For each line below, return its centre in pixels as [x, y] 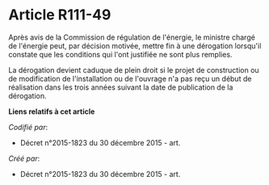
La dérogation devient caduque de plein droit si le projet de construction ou [134, 69]
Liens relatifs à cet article [52, 111]
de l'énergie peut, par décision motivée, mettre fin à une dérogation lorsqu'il [135, 45]
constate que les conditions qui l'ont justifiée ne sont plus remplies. [120, 54]
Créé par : [24, 158]
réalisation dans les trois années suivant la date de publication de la [121, 87]
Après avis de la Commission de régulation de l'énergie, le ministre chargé [132, 37]
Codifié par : [28, 127]
